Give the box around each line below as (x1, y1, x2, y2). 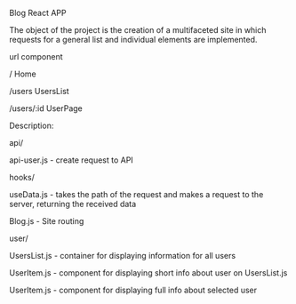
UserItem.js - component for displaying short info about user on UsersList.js (9, 268, 288, 278)
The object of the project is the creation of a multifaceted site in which (9, 25, 267, 35)
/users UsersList (9, 86, 69, 96)
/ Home (9, 68, 37, 79)
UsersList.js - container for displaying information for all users (9, 251, 236, 260)
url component (9, 52, 64, 61)
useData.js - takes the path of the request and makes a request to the (9, 189, 264, 199)
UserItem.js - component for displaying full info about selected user (9, 284, 258, 295)
